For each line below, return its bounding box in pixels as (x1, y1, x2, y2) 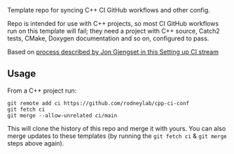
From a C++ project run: (7, 86, 77, 95)
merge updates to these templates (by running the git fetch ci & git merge (7, 132, 227, 140)
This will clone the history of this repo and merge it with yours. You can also (7, 124, 226, 132)
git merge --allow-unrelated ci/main (7, 111, 118, 119)
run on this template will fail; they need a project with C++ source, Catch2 (7, 27, 220, 35)
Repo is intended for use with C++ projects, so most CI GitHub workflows (7, 20, 219, 27)
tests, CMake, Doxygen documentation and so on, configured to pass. (7, 34, 209, 43)
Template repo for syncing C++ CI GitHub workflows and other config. (7, 6, 210, 14)
